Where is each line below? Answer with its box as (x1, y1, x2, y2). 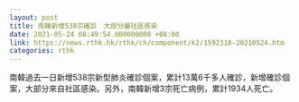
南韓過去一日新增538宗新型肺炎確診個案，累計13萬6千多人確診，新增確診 (9, 72, 283, 83)
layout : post (9, 13, 59, 22)
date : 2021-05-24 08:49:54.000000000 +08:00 (9, 30, 180, 38)
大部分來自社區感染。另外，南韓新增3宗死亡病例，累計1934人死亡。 (24, 83, 278, 94)
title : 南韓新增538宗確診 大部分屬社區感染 (9, 21, 158, 30)
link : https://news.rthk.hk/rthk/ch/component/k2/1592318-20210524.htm (9, 38, 285, 47)
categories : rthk (9, 47, 75, 55)
